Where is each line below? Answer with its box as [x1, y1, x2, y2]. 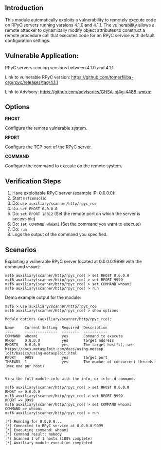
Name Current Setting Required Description [5, 325, 108, 331]
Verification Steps [5, 177, 61, 185]
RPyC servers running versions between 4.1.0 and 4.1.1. [5, 64, 115, 70]
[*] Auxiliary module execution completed [5, 441, 92, 446]
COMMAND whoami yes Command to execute [5, 334, 123, 339]
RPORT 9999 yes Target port [5, 355, 108, 360]
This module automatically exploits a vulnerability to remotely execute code [5, 17, 156, 22]
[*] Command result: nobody [5, 432, 62, 437]
